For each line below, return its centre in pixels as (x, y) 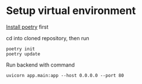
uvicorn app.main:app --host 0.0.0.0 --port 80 (65, 75)
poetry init (20, 49)
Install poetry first (27, 27)
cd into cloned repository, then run (48, 38)
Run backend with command (40, 65)
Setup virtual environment (71, 11)
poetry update (23, 54)
